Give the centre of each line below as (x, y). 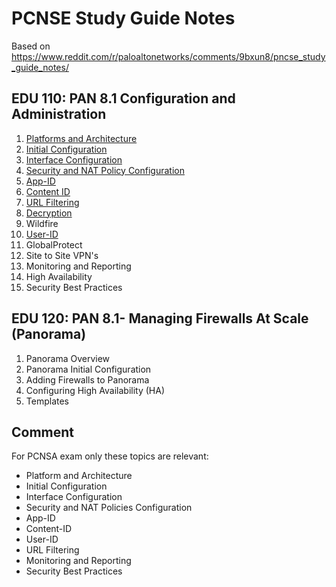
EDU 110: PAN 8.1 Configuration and (123, 98)
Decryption (49, 213)
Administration (59, 114)
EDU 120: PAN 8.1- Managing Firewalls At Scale (160, 318)
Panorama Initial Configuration (88, 369)
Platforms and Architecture (81, 138)
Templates (47, 401)
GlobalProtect (54, 244)
